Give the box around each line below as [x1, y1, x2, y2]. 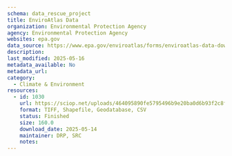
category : [7, 74, 36, 81]
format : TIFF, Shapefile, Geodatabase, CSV [19, 106, 147, 113]
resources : [7, 87, 39, 94]
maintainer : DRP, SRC [19, 132, 81, 139]
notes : [19, 139, 39, 146]
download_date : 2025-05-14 [19, 126, 97, 133]
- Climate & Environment [13, 81, 85, 88]
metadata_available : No [7, 61, 76, 68]
